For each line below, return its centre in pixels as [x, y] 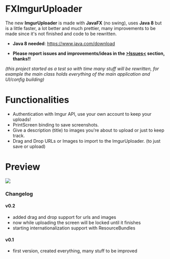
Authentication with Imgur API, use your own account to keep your [82, 114]
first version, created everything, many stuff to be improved [75, 251]
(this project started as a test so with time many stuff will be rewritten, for [82, 69]
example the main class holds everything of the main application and [78, 74]
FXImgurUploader [44, 9]
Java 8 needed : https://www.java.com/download [64, 43]
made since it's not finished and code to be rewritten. [61, 34]
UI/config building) [25, 79]
